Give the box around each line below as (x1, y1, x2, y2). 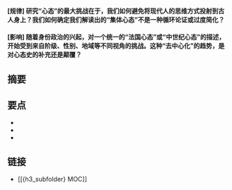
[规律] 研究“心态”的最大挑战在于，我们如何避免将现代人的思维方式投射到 (7, 6, 219, 15)
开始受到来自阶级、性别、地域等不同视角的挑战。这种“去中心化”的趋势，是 (7, 42, 225, 50)
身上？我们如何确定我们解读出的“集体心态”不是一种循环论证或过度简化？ (13, 15, 225, 24)
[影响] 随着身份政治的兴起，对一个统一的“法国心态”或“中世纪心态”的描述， (7, 32, 225, 42)
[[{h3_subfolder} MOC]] (17, 175, 87, 184)
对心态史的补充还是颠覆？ (7, 50, 82, 59)
